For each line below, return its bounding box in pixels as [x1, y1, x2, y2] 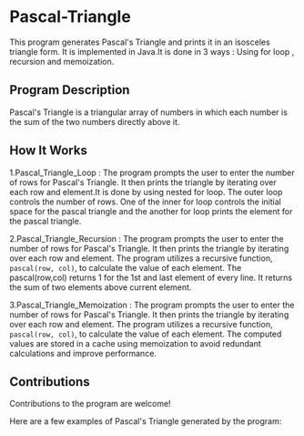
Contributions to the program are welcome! [9, 399, 171, 410]
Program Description [9, 82, 130, 98]
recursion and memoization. [9, 56, 115, 67]
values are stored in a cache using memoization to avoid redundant [9, 337, 261, 348]
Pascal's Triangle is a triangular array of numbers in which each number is [9, 107, 289, 118]
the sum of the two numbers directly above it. [9, 116, 180, 127]
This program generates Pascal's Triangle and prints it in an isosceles [9, 36, 270, 47]
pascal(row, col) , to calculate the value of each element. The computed [9, 328, 282, 339]
